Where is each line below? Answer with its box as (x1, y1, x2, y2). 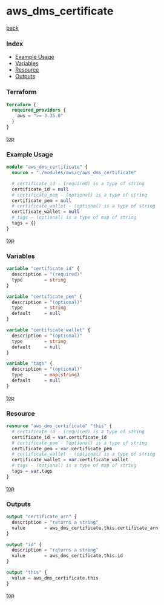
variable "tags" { (6, 360, 53, 367)
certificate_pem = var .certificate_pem (11, 445, 113, 451)
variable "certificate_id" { (6, 266, 80, 272)
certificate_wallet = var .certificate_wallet (11, 457, 129, 463)
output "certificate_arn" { (6, 514, 77, 520)
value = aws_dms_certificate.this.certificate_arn (11, 525, 159, 531)
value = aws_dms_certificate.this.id (11, 553, 123, 559)
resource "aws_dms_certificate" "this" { (6, 423, 113, 429)
